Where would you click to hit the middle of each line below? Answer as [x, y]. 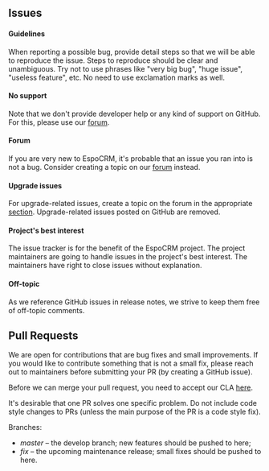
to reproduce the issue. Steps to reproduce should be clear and [113, 60]
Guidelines [27, 33]
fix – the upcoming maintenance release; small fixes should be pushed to [141, 452]
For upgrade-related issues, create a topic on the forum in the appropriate [130, 204]
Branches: [25, 428]
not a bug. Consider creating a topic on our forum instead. [104, 167]
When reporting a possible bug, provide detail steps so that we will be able [132, 52]
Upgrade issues [35, 185]
